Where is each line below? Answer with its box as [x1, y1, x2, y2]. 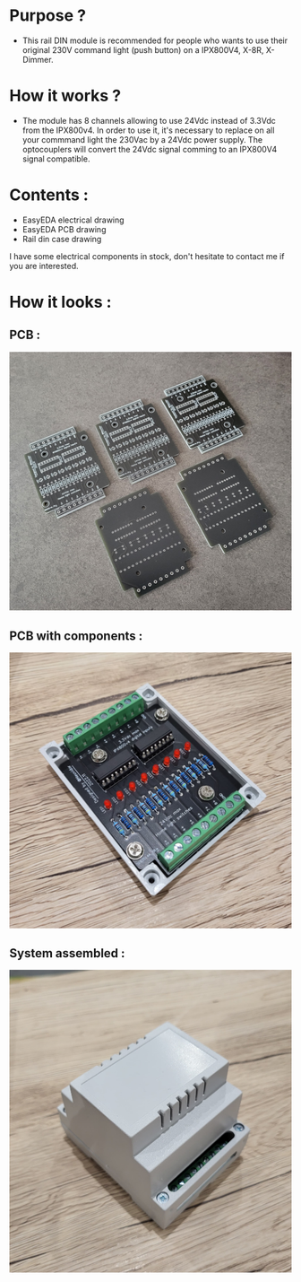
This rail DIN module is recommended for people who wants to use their [21, 35, 288, 46]
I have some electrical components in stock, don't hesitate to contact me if [9, 250, 285, 261]
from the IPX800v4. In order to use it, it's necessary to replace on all [21, 125, 275, 135]
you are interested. [9, 260, 79, 271]
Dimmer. [21, 54, 54, 65]
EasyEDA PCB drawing [21, 223, 107, 234]
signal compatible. [21, 153, 90, 164]
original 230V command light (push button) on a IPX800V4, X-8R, [21, 44, 264, 55]
